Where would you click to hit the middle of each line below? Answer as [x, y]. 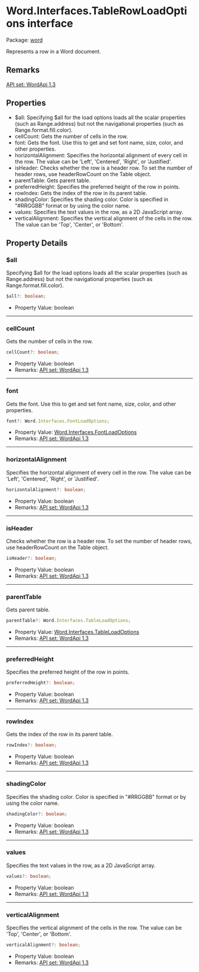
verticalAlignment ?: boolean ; [44, 945]
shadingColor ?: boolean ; [37, 814]
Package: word [25, 40]
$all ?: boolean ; [26, 297]
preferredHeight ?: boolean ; [41, 683]
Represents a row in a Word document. [54, 51]
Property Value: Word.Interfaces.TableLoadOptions [77, 632]
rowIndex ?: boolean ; [32, 745]
